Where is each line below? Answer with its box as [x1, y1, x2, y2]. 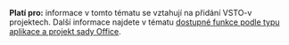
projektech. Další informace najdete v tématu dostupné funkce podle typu [9, 17, 280, 27]
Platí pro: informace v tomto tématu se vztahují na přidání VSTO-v [9, 8, 252, 18]
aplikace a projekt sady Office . [9, 26, 122, 36]
